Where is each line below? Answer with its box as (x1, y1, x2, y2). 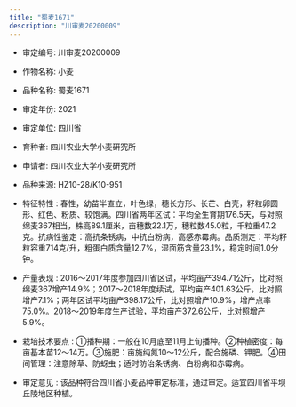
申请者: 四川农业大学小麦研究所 (21, 160, 136, 171)
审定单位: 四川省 (21, 122, 82, 133)
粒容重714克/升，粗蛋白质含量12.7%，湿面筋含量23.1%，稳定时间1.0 (21, 242, 271, 253)
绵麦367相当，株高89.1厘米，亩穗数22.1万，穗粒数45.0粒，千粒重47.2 (21, 219, 276, 231)
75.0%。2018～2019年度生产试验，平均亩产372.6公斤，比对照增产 (21, 306, 266, 316)
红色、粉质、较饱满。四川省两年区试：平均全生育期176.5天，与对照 (37, 209, 283, 219)
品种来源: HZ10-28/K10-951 (21, 179, 123, 189)
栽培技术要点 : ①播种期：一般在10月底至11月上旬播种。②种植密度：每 (21, 335, 284, 347)
